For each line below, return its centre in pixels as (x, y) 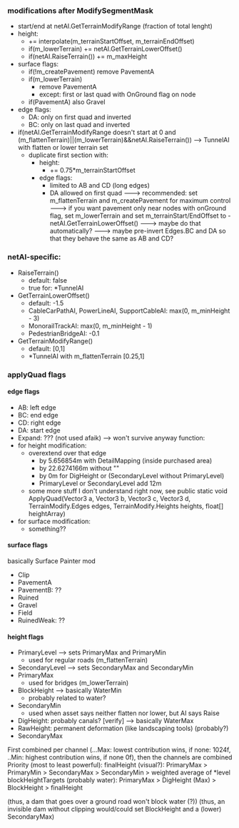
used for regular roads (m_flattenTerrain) (88, 660)
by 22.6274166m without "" (79, 468)
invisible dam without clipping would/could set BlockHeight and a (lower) (115, 809)
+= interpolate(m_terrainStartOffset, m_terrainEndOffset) (111, 41)
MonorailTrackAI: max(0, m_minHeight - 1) (90, 325)
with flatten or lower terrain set (63, 148)
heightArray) (47, 513)
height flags (26, 637)
